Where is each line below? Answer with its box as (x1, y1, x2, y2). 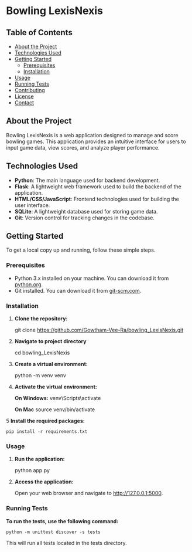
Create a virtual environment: (14, 361, 88, 368)
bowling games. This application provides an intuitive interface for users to (6, 138, 186, 145)
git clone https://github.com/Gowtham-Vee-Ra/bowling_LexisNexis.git (14, 327, 183, 334)
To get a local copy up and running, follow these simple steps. (6, 246, 156, 253)
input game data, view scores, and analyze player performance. (6, 144, 160, 151)
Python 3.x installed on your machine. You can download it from (14, 275, 169, 282)
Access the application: (14, 478, 74, 485)
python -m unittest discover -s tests (6, 529, 101, 535)
